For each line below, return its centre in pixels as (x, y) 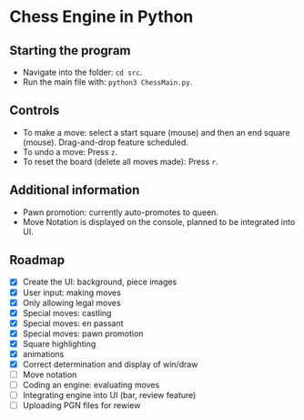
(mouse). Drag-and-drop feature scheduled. (105, 142)
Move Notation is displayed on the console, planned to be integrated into (159, 221)
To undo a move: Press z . (70, 151)
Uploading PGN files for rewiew (81, 405)
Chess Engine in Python (101, 17)
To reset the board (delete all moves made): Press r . (120, 161)
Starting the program (70, 51)
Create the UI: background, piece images (100, 282)
